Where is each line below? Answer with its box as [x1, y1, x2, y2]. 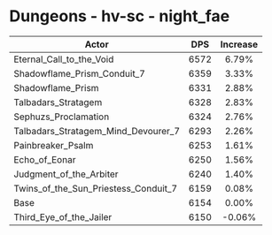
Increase [220, 38, 259, 50]
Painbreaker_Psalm [13, 139, 94, 151]
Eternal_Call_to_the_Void [13, 53, 114, 65]
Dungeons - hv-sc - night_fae [9, 6, 230, 27]
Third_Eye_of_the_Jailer [13, 210, 113, 223]
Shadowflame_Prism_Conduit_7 [13, 67, 146, 80]
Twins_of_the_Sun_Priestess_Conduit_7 [13, 182, 178, 194]
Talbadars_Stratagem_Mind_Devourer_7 [13, 125, 180, 137]
